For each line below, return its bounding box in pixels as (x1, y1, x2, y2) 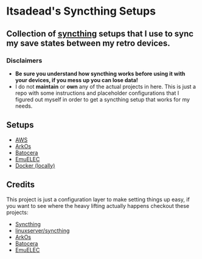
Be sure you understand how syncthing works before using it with (15, 70, 186, 77)
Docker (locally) (15, 162, 55, 169)
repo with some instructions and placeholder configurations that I (15, 89, 179, 97)
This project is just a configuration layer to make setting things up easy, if (6, 196, 190, 203)
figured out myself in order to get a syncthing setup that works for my (15, 95, 190, 103)
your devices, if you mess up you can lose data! (15, 76, 139, 83)
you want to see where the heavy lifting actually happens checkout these (6, 202, 190, 209)
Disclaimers (6, 56, 43, 64)
